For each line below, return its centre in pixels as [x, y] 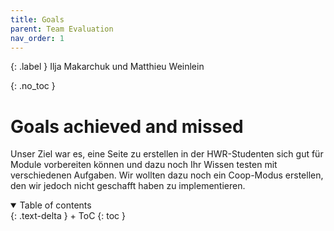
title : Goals [37, 19]
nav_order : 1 [37, 38]
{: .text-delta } [39, 216]
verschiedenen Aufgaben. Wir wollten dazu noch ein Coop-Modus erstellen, [167, 175]
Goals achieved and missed [127, 126]
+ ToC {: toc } [97, 216]
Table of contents [55, 205]
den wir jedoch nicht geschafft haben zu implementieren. [128, 186]
